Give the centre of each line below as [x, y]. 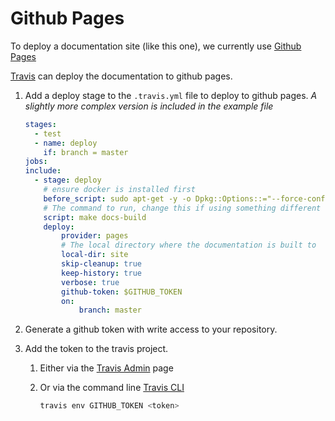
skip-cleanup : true [101, 264]
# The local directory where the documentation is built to [189, 245]
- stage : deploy [68, 180]
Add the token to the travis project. [96, 349]
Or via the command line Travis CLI [112, 388]
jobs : [36, 162]
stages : [40, 124]
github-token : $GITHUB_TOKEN [122, 292]
